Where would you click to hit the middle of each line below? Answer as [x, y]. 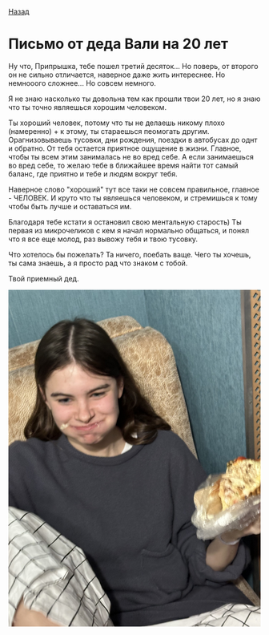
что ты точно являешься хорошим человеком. [87, 107]
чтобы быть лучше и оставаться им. [70, 206]
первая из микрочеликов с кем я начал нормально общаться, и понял [129, 230]
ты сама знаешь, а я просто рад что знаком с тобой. [98, 263]
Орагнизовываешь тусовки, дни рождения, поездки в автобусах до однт [133, 140]
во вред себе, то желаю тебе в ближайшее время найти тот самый [123, 165]
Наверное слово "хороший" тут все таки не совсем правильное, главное [134, 189]
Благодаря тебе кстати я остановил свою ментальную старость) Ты [125, 222]
